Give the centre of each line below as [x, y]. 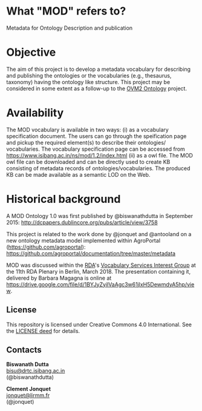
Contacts [24, 350]
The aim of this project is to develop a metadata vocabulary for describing [99, 69]
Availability [35, 113]
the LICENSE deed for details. [43, 330]
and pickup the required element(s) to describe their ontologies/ [86, 142]
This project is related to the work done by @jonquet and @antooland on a [99, 234]
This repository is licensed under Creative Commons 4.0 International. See [99, 324]
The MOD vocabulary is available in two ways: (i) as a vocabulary [88, 130]
